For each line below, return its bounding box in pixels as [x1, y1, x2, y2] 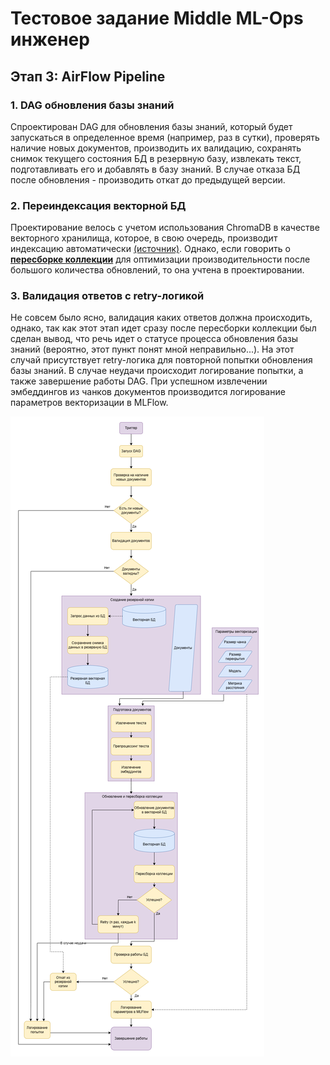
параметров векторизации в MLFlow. [10, 397, 169, 409]
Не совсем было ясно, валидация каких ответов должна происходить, [10, 312, 313, 324]
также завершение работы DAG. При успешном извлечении [10, 375, 268, 387]
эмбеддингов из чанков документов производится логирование [10, 386, 286, 398]
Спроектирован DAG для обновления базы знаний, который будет [10, 120, 293, 132]
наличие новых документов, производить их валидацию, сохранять [10, 142, 302, 154]
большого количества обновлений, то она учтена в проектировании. [10, 264, 305, 276]
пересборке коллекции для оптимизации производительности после [10, 253, 311, 266]
